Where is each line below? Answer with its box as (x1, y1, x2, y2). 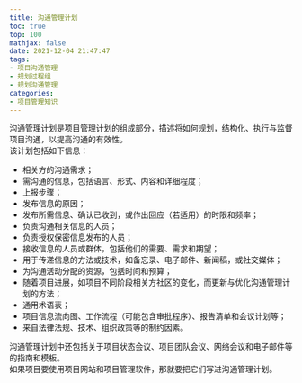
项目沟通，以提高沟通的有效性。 (9, 134, 128, 145)
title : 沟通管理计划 (9, 13, 78, 23)
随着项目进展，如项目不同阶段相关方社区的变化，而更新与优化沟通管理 (22, 277, 283, 288)
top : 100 (9, 30, 42, 39)
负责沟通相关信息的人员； (22, 221, 118, 232)
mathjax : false (9, 38, 67, 48)
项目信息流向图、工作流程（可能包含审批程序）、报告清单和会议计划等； (22, 311, 287, 322)
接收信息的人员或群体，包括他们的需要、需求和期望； (22, 243, 220, 254)
